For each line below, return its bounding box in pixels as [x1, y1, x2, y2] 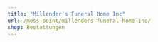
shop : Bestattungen [7, 23, 65, 31]
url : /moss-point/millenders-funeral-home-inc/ [7, 17, 152, 24]
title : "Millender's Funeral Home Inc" [7, 10, 126, 18]
